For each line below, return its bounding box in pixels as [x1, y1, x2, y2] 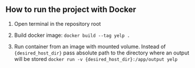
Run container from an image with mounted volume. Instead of [14, 43, 166, 50]
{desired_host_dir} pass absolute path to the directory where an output [14, 49, 190, 56]
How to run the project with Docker [5, 5, 137, 15]
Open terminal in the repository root [14, 20, 101, 27]
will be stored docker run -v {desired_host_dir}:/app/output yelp [14, 55, 178, 62]
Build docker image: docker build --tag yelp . [14, 32, 130, 39]
